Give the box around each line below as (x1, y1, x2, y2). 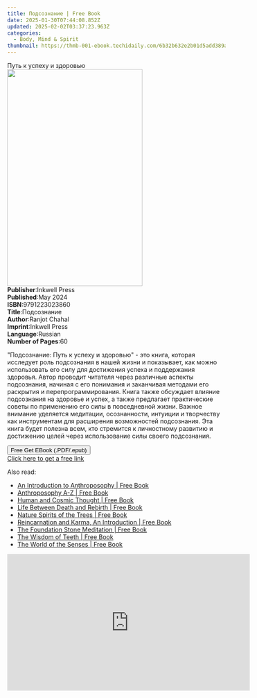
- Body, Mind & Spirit (13, 36, 79, 43)
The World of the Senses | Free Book (17, 540, 123, 548)
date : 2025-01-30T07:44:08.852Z (7, 17, 100, 24)
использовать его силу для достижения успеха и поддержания (7, 366, 195, 373)
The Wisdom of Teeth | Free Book (17, 533, 114, 541)
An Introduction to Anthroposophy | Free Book (17, 482, 149, 489)
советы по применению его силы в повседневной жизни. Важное (7, 402, 203, 410)
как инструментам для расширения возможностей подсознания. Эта (7, 417, 213, 425)
